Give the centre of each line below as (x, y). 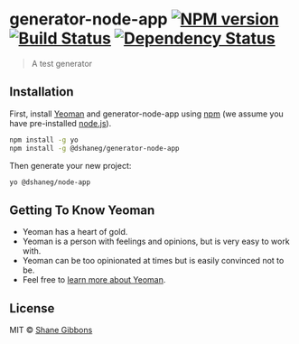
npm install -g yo (44, 140)
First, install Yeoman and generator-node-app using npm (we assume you (147, 114)
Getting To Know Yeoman (82, 210)
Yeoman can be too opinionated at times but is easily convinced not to (153, 261)
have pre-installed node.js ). (61, 123)
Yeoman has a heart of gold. (75, 232)
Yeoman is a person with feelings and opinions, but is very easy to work (156, 242)
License (32, 308)
